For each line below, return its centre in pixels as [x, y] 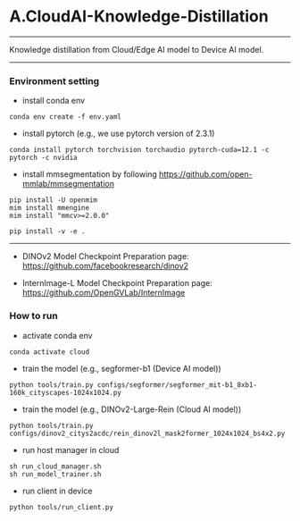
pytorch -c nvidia [43, 158]
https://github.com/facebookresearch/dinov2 [105, 266]
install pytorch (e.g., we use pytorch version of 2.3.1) [118, 134]
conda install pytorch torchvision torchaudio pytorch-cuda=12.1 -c [139, 150]
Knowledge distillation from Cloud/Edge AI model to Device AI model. [137, 49]
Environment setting [54, 80]
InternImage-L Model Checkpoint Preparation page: [117, 283]
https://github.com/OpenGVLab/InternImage [104, 293]
